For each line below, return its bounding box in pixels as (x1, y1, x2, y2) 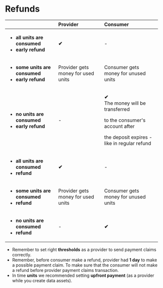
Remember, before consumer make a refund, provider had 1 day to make (12, 257, 157, 263)
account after (104, 123, 135, 129)
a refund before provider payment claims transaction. (12, 267, 119, 273)
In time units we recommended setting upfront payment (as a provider (12, 272, 154, 278)
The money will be (104, 100, 146, 107)
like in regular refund (104, 140, 151, 146)
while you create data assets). (12, 277, 73, 283)
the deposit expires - (104, 134, 153, 141)
